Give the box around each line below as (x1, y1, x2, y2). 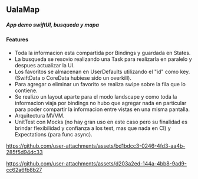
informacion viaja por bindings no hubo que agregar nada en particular (14, 99, 187, 106)
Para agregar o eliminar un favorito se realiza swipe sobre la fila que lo (14, 80, 186, 87)
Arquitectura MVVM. (14, 112, 65, 119)
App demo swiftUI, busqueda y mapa (6, 21, 99, 28)
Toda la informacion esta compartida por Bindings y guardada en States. (14, 49, 191, 56)
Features (6, 36, 28, 43)
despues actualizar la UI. (14, 61, 75, 69)
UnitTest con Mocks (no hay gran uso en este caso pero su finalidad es (14, 118, 187, 125)
